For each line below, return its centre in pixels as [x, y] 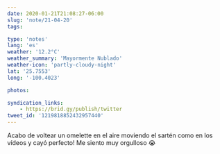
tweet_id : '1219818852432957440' [56, 116]
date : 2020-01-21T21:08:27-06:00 [56, 14]
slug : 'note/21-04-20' [40, 20]
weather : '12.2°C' [34, 52]
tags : [15, 26]
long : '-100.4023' [34, 78]
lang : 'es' [23, 46]
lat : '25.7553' [29, 71]
